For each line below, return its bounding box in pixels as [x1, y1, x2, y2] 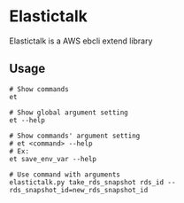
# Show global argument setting [9, 108, 128, 117]
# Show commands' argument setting [9, 131, 141, 140]
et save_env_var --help [9, 154, 97, 163]
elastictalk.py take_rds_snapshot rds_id [9, 177, 165, 187]
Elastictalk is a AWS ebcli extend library [9, 35, 153, 46]
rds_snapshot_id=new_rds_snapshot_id [9, 185, 149, 194]
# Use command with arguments [9, 170, 121, 179]
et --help [9, 115, 46, 125]
